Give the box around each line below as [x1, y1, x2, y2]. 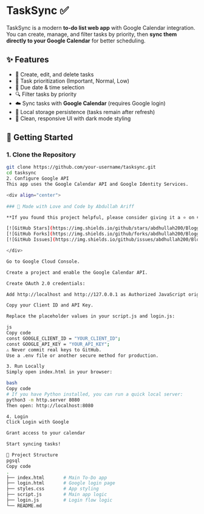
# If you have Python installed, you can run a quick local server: [6, 391, 183, 397]
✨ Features [6, 55, 49, 65]
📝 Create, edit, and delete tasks [15, 70, 94, 78]
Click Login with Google [6, 419, 69, 425]
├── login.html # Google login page [6, 480, 115, 486]
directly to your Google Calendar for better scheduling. [6, 37, 146, 44]
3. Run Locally [6, 364, 45, 370]
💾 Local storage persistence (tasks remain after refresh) [15, 108, 155, 115]
